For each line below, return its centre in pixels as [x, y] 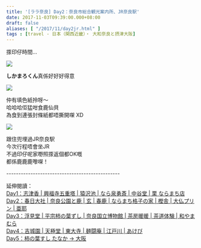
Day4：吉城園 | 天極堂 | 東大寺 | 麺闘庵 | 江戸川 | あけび [74, 231]
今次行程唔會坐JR [28, 147]
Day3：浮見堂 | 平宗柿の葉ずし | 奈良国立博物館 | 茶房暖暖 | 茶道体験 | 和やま [100, 216]
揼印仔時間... [22, 52]
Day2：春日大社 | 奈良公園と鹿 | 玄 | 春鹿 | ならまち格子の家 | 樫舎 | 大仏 [95, 201]
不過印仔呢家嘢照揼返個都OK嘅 [44, 154]
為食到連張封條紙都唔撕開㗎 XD [45, 115]
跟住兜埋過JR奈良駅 [31, 139]
